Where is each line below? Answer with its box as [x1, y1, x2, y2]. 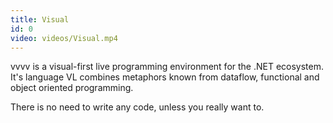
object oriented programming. [10, 82, 134, 94]
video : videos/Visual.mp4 [10, 33, 118, 43]
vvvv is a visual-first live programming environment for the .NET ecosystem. [10, 61, 325, 73]
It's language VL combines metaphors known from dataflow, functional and [10, 71, 320, 83]
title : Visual [10, 14, 70, 25]
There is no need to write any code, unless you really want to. [10, 101, 265, 113]
